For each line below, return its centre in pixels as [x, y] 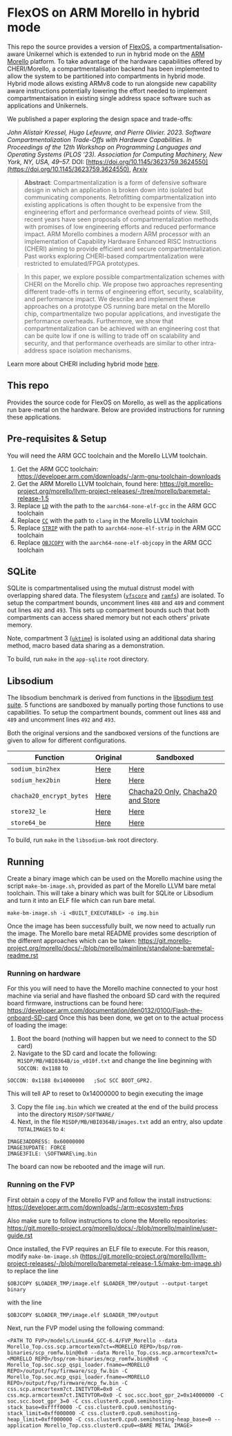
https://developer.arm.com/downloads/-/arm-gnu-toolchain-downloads [119, 476]
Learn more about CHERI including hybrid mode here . [83, 364]
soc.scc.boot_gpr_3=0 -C [43, 1401]
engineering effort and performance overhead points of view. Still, [118, 212]
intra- [209, 343]
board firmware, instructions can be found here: [75, 1003]
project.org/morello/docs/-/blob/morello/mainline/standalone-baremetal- [111, 948]
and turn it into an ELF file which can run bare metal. [81, 900]
